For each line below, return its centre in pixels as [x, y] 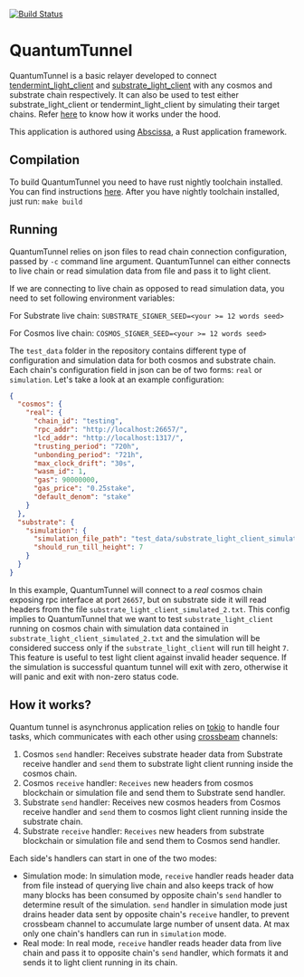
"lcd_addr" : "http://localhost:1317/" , [108, 438]
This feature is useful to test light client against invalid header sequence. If [148, 657]
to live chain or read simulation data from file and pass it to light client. [140, 271]
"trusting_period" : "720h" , [86, 446]
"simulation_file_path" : [80, 539]
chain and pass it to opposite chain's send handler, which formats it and [155, 953]
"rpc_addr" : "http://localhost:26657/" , [110, 430]
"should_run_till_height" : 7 [88, 548]
